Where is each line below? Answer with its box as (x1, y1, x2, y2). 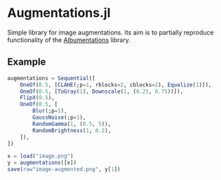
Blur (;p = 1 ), (32, 108, 68, 115)
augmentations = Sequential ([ (7, 75, 96, 82)
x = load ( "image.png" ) (7, 153, 74, 160)
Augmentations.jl (7, 5, 111, 21)
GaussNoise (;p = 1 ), (32, 114, 86, 121)
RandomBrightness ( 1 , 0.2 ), (32, 127, 112, 134)
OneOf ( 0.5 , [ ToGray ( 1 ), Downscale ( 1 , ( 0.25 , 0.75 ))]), (20, 88, 184, 95)
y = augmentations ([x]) (7, 160, 77, 167)
